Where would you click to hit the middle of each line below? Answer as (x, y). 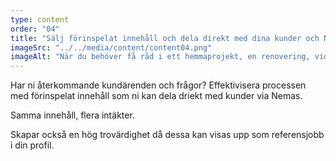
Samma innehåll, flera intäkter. (72, 115)
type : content (40, 19)
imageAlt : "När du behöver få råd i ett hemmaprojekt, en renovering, (160, 57)
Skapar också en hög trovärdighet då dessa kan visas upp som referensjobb (167, 135)
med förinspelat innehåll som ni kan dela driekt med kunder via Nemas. (156, 96)
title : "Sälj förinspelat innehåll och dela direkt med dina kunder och (165, 38)
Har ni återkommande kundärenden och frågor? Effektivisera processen (158, 85)
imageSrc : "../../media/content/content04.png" (111, 47)
